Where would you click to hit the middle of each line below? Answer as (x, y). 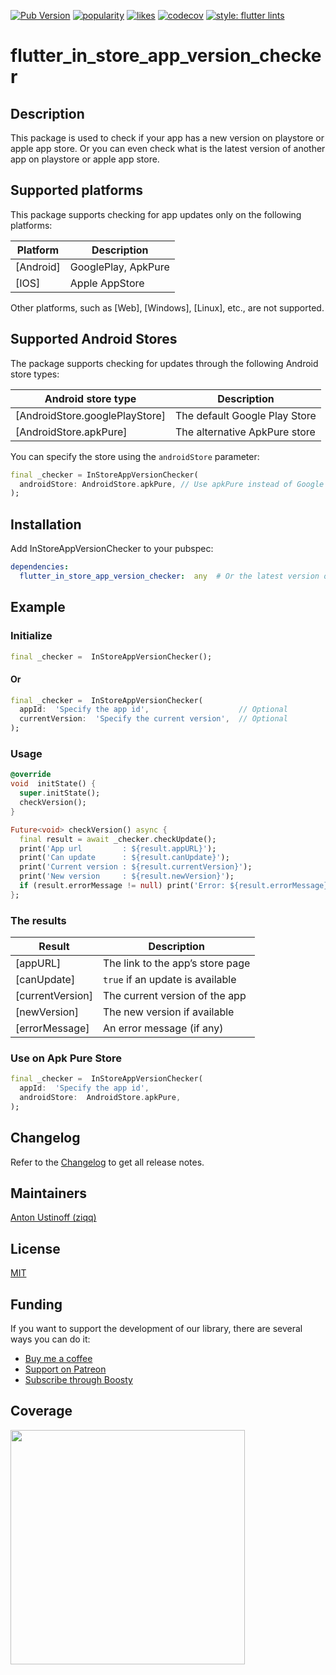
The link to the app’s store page (176, 963)
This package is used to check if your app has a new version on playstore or (167, 138)
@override (31, 775)
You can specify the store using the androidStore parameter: (135, 456)
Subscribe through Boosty (78, 1380)
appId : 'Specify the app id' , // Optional (153, 710)
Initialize (31, 636)
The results (38, 920)
